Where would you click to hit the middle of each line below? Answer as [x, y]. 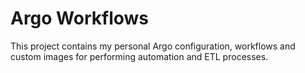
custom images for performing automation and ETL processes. [139, 56]
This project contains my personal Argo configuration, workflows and [153, 46]
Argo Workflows [80, 18]
